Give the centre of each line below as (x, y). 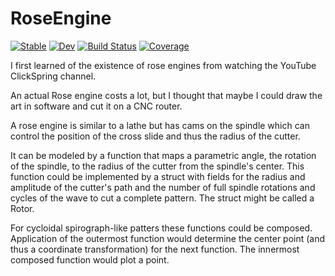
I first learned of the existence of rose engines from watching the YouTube (163, 65)
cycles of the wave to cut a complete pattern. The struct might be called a (162, 198)
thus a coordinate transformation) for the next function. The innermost (155, 249)
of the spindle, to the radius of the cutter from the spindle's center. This (157, 166)
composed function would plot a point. (90, 259)
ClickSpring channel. (53, 76)
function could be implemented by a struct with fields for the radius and (158, 176)
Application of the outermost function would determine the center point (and (168, 238)
